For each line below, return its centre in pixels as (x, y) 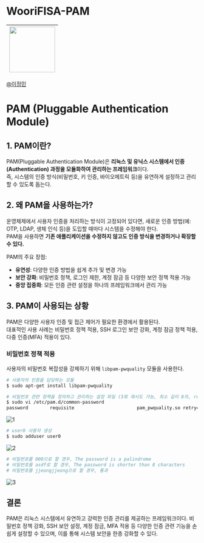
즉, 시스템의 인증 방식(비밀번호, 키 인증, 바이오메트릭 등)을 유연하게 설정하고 (96, 176)
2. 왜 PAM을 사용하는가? (50, 205)
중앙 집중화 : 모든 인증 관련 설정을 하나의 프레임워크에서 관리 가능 (91, 285)
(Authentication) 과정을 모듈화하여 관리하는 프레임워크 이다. (77, 169)
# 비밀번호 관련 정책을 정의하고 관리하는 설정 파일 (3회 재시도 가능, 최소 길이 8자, (99, 396)
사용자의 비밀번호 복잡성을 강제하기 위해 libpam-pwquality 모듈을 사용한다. (95, 368)
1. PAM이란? (29, 146)
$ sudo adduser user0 (34, 437)
